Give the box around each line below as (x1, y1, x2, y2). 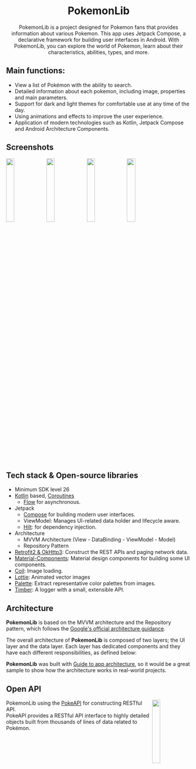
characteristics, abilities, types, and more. (48, 48, 150, 55)
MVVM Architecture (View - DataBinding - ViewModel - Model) (23, 536, 176, 543)
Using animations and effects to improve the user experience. (14, 113, 164, 120)
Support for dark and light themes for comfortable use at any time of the (14, 100, 190, 107)
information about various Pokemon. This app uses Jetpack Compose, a (11, 29, 186, 37)
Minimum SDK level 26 (14, 486, 70, 493)
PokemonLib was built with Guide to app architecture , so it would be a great (6, 661, 190, 668)
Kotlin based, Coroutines (14, 492, 75, 499)
